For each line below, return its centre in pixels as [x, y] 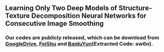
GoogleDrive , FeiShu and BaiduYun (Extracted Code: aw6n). [79, 44]
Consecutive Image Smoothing [54, 24]
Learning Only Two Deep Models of [61, 8]
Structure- [135, 8]
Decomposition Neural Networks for [89, 16]
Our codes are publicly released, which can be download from [82, 38]
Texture [18, 16]
